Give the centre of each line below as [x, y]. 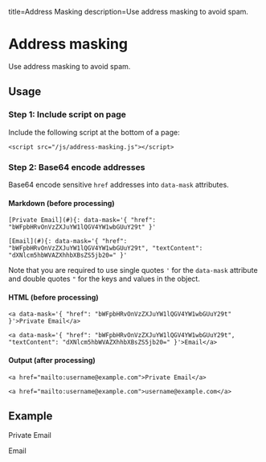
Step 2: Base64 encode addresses [77, 167]
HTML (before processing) [53, 297]
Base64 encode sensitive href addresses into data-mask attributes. [119, 184]
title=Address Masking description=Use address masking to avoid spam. [129, 12]
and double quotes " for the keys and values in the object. [104, 279]
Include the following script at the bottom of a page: [94, 132]
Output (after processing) [52, 360]
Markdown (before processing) [61, 203]
